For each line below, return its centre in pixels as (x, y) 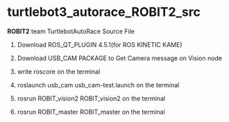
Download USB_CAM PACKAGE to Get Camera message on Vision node (120, 58)
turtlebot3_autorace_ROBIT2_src (104, 12)
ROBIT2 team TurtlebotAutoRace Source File (71, 31)
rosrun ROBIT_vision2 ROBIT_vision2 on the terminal (91, 98)
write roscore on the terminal (59, 71)
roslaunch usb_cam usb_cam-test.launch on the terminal (98, 85)
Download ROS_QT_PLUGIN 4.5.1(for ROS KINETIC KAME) (100, 44)
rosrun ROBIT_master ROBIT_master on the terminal (91, 112)
